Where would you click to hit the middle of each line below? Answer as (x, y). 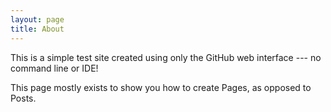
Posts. (23, 98)
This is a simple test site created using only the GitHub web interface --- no (166, 57)
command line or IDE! (54, 68)
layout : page (37, 19)
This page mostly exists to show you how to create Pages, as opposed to (161, 87)
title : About (37, 29)
